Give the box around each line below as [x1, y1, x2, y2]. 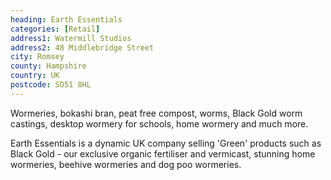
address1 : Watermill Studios [10, 33, 132, 43]
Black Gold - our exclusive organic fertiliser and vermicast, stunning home [10, 147, 316, 160]
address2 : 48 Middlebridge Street [10, 42, 155, 53]
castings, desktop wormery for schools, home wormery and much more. [10, 117, 309, 130]
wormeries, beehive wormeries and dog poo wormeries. [10, 158, 242, 170]
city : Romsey [10, 52, 65, 62]
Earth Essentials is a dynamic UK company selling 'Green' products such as [10, 137, 322, 149]
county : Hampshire [10, 61, 87, 71]
